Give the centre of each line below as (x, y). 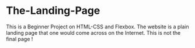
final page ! (20, 39)
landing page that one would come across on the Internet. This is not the (93, 32)
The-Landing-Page (53, 11)
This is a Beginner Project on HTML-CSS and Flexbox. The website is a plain (97, 27)
